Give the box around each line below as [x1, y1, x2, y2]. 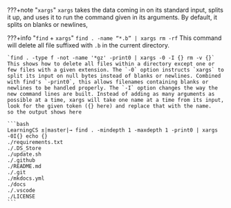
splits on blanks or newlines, [7, 21, 89, 28]
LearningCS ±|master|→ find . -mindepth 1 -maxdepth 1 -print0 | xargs [7, 127, 218, 134]
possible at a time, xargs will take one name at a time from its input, [7, 96, 225, 103]
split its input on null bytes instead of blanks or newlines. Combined [7, 72, 221, 79]
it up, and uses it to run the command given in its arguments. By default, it [7, 13, 218, 21]
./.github [7, 157, 36, 164]
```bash [7, 121, 30, 127]
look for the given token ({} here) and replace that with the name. [7, 103, 212, 110]
